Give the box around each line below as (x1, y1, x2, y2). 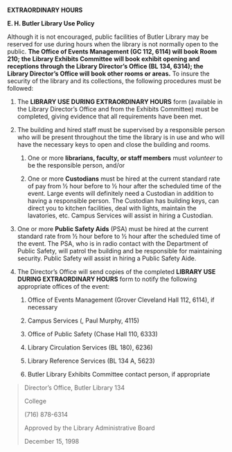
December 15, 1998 (24, 437, 80, 445)
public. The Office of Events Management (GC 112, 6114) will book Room (7, 48, 217, 55)
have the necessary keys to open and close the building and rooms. (17, 141, 211, 148)
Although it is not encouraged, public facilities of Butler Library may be (7, 33, 209, 41)
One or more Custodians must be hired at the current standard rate (27, 174, 220, 183)
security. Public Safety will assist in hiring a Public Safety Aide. (17, 254, 197, 262)
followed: (7, 84, 34, 92)
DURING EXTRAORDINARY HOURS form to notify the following (17, 275, 197, 283)
